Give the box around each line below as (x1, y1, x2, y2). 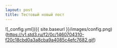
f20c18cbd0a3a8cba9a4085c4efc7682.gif (5, 36, 95, 43)
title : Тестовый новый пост (5, 12, 65, 17)
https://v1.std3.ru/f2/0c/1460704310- (7, 31, 85, 37)
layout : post (5, 7, 33, 13)
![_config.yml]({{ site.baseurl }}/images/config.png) (5, 26, 112, 32)
